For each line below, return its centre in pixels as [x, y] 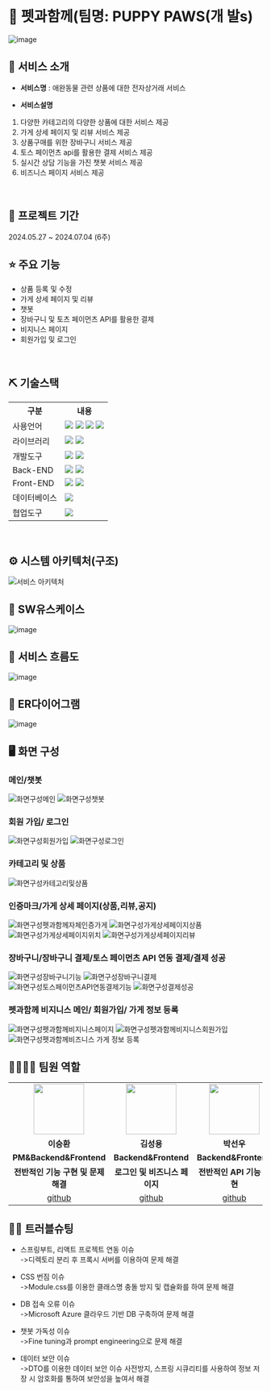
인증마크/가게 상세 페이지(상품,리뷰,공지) [83, 906]
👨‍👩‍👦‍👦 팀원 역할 [44, 1067]
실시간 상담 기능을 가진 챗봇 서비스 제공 [81, 162]
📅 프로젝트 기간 [44, 216]
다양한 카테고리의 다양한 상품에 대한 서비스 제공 [94, 122]
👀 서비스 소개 [39, 67]
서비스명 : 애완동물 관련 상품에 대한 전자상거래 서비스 [103, 87]
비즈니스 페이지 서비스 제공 [62, 172]
